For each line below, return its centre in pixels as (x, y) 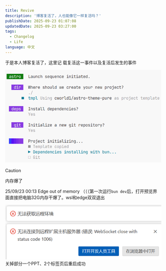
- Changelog (22, 37)
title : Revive (20, 10)
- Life (16, 42)
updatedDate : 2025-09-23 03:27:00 (41, 26)
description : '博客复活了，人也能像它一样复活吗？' (53, 16)
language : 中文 (20, 47)
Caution (13, 170)
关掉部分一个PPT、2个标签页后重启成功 (45, 264)
